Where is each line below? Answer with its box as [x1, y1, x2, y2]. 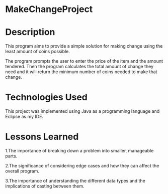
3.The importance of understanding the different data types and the [5, 178, 146, 183]
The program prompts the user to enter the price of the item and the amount [5, 58, 163, 64]
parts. [5, 153, 18, 159]
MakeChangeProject [5, 4, 93, 15]
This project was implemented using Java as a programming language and [5, 108, 160, 114]
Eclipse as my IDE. [5, 114, 44, 120]
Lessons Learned [5, 131, 79, 142]
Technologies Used [5, 92, 88, 103]
